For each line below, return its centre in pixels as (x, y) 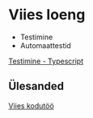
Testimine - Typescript (46, 61)
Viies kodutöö (31, 105)
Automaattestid (45, 45)
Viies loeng (47, 15)
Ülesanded (36, 86)
